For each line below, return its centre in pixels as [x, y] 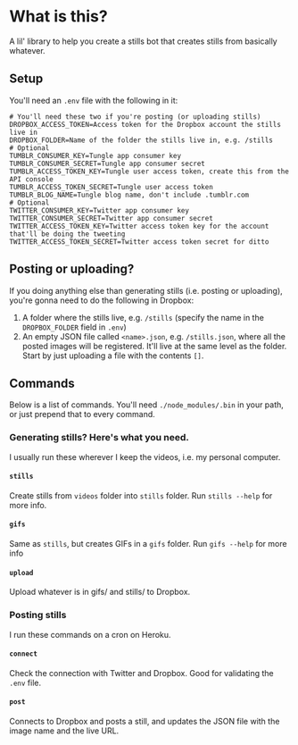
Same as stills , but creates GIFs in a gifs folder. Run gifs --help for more [148, 544]
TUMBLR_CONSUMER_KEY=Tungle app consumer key [95, 155]
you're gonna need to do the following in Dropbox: [102, 300]
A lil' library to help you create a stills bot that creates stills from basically [144, 41]
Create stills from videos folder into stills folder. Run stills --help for [141, 495]
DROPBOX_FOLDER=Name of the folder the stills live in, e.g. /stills [141, 140]
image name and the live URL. [64, 731]
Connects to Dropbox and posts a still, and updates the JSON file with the [145, 721]
